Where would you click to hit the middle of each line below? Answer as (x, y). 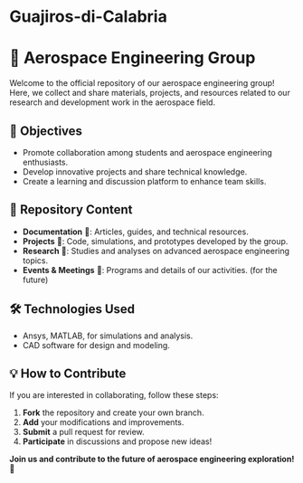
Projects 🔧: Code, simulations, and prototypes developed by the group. (155, 241)
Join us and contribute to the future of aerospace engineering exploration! (152, 459)
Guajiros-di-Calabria (88, 17)
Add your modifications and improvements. (103, 422)
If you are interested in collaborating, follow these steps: (114, 395)
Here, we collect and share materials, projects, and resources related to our (150, 93)
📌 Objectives (46, 131)
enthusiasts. (45, 162)
